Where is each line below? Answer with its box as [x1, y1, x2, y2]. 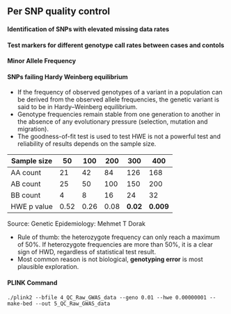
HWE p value [10, 201, 54, 211]
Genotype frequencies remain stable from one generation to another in [17, 110, 221, 119]
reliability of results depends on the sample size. [17, 140, 157, 148]
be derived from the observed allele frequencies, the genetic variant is [17, 95, 220, 104]
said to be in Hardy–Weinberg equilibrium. [17, 103, 138, 111]
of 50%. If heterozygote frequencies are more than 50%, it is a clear [17, 240, 214, 249]
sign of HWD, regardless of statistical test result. [17, 248, 157, 256]
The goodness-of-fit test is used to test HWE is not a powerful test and [17, 132, 221, 141]
